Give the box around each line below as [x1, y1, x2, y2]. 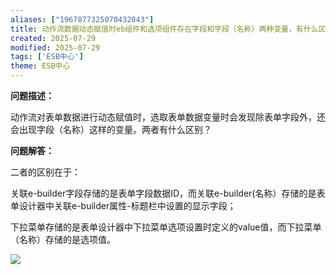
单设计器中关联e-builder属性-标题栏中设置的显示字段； [10, 200, 237, 211]
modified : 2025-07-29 [10, 42, 101, 53]
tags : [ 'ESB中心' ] [10, 52, 84, 62]
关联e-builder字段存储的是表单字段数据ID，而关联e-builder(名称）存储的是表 [10, 187, 326, 199]
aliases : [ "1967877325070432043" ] [10, 14, 155, 25]
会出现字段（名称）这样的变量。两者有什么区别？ [10, 124, 212, 135]
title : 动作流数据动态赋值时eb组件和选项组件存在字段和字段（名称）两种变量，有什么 [10, 24, 319, 34]
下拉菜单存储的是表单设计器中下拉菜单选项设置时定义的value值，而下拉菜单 [10, 221, 322, 233]
